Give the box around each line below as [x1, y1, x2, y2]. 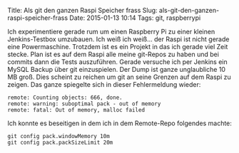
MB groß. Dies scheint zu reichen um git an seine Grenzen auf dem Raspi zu [7, 73, 232, 81]
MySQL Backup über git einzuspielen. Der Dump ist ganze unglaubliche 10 [7, 65, 226, 73]
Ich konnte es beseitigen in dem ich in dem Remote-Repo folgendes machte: [7, 119, 232, 127]
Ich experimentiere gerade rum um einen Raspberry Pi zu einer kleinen [7, 28, 215, 36]
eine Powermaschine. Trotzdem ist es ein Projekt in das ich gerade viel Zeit [7, 43, 228, 51]
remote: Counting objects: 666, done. [7, 94, 123, 101]
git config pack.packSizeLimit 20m [7, 139, 113, 146]
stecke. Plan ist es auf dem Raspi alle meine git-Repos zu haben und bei [7, 50, 220, 58]
